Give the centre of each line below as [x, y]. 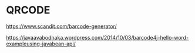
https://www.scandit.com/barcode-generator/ [61, 26]
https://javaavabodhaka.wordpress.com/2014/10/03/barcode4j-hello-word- [97, 37]
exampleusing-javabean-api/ [41, 44]
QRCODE [28, 10]
